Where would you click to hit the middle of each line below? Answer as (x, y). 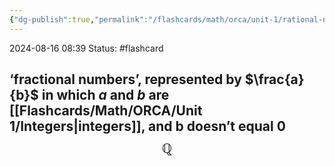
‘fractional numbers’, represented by (125, 79)
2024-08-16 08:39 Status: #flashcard (86, 48)
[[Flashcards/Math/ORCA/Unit (106, 111)
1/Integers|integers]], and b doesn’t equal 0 (147, 126)
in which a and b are (105, 95)
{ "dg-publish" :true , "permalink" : (79, 19)
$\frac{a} (274, 79)
